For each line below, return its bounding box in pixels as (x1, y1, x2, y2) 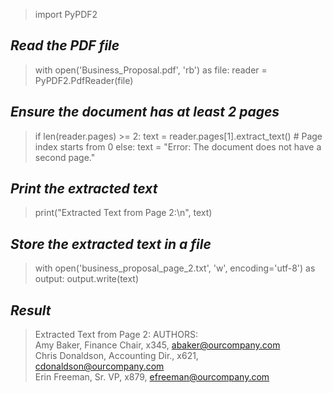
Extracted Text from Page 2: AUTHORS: (34, 329, 198, 341)
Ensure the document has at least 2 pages (10, 104, 280, 121)
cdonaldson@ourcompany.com (34, 360, 165, 373)
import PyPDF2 (34, 9, 98, 20)
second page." (34, 151, 96, 163)
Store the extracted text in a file (10, 235, 212, 253)
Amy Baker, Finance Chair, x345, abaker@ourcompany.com (34, 339, 281, 351)
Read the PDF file (10, 37, 120, 54)
